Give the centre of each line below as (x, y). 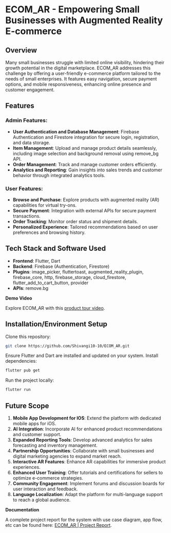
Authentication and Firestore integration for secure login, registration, (86, 137)
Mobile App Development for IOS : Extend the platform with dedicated (87, 418)
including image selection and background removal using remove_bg (86, 153)
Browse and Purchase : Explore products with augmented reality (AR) (86, 200)
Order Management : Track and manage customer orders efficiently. (85, 164)
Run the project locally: (30, 380)
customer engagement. (30, 90)
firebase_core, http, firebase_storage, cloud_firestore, (70, 277)
